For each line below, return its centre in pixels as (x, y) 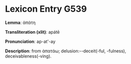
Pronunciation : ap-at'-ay (30, 41)
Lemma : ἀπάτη (20, 22)
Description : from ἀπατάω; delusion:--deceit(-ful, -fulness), (66, 51)
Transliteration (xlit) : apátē (32, 32)
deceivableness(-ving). (28, 56)
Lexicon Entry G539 (46, 9)
